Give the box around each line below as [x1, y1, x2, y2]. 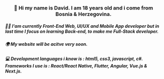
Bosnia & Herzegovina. [55, 10, 112, 17]
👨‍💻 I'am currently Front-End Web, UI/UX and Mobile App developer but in [5, 23, 160, 29]
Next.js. [5, 68, 22, 74]
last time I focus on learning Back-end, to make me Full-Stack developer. [5, 28, 159, 34]
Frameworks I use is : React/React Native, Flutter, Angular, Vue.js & [5, 63, 148, 69]
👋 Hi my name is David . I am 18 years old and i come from [14, 4, 153, 11]
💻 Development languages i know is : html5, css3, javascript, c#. [5, 56, 143, 62]
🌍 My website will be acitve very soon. [5, 41, 88, 47]
